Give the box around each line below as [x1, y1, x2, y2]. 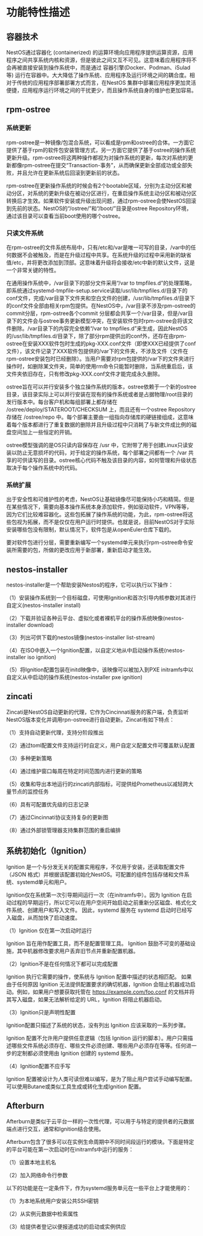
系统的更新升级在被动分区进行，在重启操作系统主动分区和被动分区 [32, 189, 197, 197]
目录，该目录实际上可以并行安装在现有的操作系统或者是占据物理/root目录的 [6, 390, 193, 397]
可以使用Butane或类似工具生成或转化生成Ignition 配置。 [6, 1083, 144, 1090]
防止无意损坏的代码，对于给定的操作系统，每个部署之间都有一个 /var [16, 449, 187, 456]
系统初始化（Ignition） [6, 846, 92, 856]
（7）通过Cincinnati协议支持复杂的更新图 [6, 813, 109, 821]
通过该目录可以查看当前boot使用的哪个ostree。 [6, 212, 124, 219]
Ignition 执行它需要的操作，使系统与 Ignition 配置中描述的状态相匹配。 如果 [6, 973, 192, 980]
